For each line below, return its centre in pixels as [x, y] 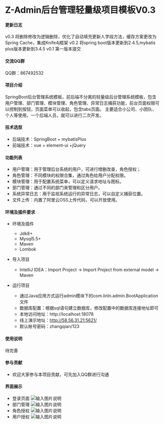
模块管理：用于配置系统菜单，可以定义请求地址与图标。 [68, 181]
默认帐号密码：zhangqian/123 [49, 326]
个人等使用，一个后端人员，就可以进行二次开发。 [54, 115]
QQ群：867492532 [24, 73]
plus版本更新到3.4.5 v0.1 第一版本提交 [43, 49]
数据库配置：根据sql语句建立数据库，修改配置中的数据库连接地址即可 [89, 308]
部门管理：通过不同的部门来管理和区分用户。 [57, 188]
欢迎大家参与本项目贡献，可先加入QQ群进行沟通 [60, 374]
